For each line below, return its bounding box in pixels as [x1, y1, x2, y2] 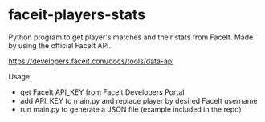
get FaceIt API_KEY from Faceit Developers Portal [19, 87, 185, 97]
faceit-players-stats [8, 6, 146, 24]
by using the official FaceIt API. [8, 40, 111, 50]
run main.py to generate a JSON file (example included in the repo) [19, 104, 243, 114]
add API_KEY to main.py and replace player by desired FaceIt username [19, 96, 258, 105]
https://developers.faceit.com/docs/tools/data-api [8, 56, 174, 66]
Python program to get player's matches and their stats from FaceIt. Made [8, 32, 254, 42]
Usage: [8, 71, 32, 81]
